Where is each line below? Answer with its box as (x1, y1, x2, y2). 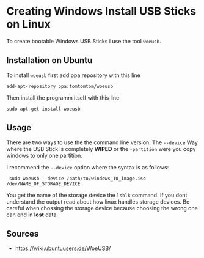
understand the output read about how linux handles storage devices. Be (6, 197, 190, 205)
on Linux (6, 17, 51, 31)
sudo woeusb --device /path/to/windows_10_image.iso (9, 175, 147, 182)
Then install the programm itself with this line (6, 94, 120, 101)
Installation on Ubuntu (6, 55, 93, 65)
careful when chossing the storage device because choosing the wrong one (6, 204, 199, 212)
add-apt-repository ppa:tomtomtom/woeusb (6, 83, 114, 89)
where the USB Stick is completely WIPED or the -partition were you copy (6, 145, 196, 152)
